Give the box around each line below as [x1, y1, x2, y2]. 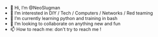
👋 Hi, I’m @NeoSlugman [10, 5, 60, 10]
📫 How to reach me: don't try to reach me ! [10, 26, 102, 32]
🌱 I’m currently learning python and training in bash [10, 15, 118, 21]
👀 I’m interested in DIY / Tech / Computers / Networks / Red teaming [10, 10, 153, 16]
